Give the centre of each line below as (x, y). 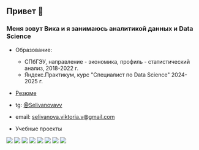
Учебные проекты (39, 129)
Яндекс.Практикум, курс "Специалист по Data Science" (97, 75)
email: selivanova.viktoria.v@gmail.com (65, 116)
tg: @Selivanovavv (39, 105)
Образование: (34, 50)
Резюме (26, 93)
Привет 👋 (25, 11)
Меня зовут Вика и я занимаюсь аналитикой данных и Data (100, 29)
